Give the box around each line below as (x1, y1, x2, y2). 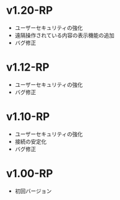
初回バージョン (14, 187, 52, 195)
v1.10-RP (6, 110, 50, 123)
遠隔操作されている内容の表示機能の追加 (14, 31, 115, 39)
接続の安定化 (14, 138, 47, 145)
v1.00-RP (6, 167, 53, 180)
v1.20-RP (6, 4, 53, 17)
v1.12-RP (6, 60, 50, 74)
